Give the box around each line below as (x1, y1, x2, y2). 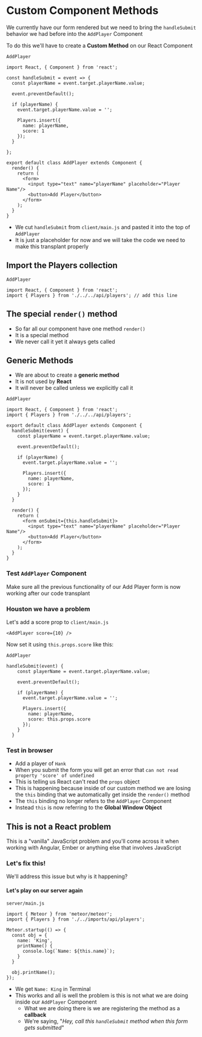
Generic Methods (6, 355, 74, 366)
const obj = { (12, 932, 47, 938)
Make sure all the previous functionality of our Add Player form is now (6, 583, 181, 590)
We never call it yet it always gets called (15, 338, 115, 345)
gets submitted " (24, 1024, 65, 1031)
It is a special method (15, 331, 69, 338)
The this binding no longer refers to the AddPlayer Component (15, 797, 172, 805)
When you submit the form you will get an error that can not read (15, 767, 179, 774)
